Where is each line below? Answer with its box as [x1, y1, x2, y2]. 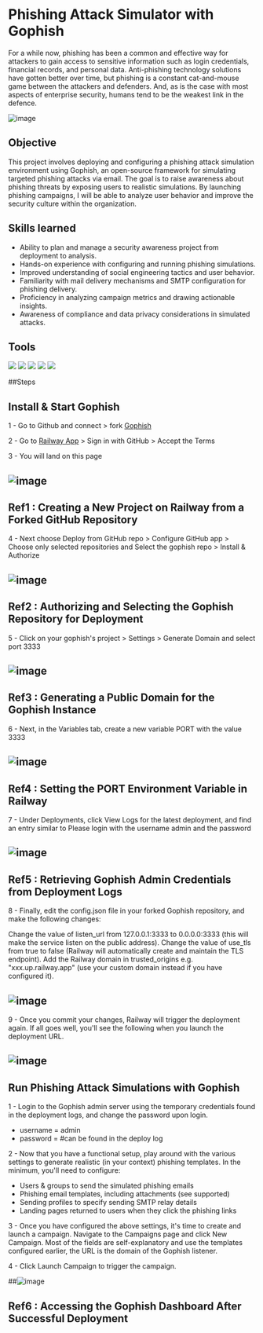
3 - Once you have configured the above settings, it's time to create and [8, 1221, 242, 1231]
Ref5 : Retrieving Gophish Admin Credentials [8, 873, 232, 886]
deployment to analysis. [19, 251, 97, 260]
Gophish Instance [8, 703, 97, 716]
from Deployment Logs [8, 885, 123, 899]
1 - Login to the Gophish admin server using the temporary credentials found [8, 1102, 256, 1111]
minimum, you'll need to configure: [8, 1166, 121, 1175]
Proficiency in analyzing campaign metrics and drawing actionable [19, 292, 236, 302]
